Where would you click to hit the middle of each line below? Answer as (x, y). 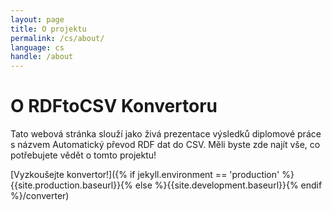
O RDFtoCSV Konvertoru (114, 106)
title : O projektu (48, 29)
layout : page (37, 19)
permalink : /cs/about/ (57, 38)
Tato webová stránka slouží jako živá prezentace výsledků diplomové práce (166, 134)
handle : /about (42, 57)
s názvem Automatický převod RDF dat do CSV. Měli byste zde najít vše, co (165, 145)
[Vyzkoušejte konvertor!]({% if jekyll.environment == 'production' (145, 175)
